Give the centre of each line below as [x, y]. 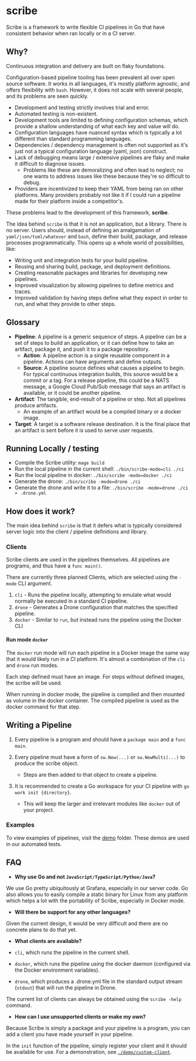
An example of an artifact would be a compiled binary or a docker [102, 411]
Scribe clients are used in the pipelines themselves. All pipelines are [88, 560]
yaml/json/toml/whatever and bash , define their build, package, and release [97, 236]
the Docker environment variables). [57, 970]
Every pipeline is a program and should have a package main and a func [100, 739]
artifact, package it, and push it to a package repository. [82, 349]
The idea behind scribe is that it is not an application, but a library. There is [97, 224]
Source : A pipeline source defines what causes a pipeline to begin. [104, 368]
